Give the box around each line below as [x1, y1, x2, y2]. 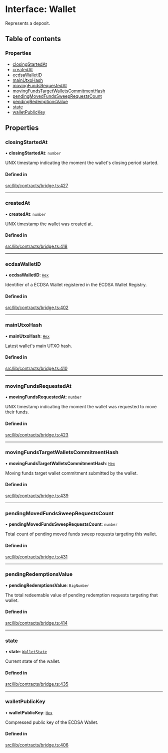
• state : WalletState [5, 649, 47, 655]
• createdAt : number [5, 211, 46, 217]
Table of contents [5, 35, 61, 43]
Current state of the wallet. [5, 658, 60, 664]
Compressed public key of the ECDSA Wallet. [5, 719, 98, 725]
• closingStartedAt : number [5, 150, 61, 156]
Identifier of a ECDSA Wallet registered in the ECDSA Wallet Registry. [5, 282, 147, 288]
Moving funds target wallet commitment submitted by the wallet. [5, 470, 138, 476]
